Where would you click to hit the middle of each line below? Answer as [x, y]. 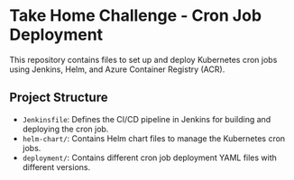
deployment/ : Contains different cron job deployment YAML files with [150, 157]
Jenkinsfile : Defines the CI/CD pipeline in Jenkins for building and [147, 119]
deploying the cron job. [65, 129]
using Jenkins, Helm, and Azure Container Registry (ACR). [117, 69]
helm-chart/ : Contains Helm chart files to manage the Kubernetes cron [154, 138]
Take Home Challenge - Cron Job [136, 16]
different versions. [56, 166]
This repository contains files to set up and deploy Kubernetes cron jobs [143, 59]
